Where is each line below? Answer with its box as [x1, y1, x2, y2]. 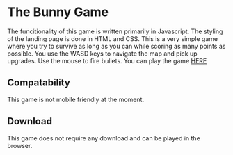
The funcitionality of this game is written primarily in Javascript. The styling [7, 27, 223, 35]
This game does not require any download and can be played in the [7, 133, 200, 142]
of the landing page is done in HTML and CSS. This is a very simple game [7, 34, 218, 42]
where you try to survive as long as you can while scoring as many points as [7, 42, 226, 50]
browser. [7, 141, 33, 149]
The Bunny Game [7, 4, 109, 20]
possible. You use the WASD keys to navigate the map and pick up [7, 49, 198, 58]
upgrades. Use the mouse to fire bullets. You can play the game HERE [7, 56, 207, 65]
